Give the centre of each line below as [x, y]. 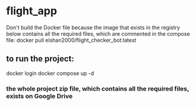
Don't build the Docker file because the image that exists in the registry [93, 27]
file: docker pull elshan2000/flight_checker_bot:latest [71, 40]
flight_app [32, 11]
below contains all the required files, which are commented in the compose [98, 33]
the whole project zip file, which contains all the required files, [98, 89]
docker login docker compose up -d [50, 73]
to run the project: [40, 59]
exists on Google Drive [39, 96]
